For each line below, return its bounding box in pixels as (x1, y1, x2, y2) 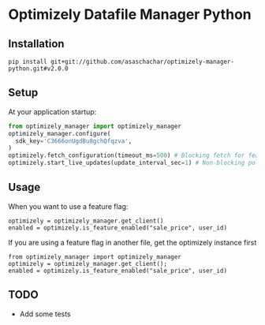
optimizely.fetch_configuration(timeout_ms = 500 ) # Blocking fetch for (8, 151, 245, 159)
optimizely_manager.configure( (8, 129, 111, 137)
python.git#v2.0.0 (8, 65, 69, 73)
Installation (8, 37, 65, 50)
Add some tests (19, 309, 71, 319)
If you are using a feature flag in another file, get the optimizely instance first (8, 237, 257, 247)
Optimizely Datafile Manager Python (8, 6, 252, 24)
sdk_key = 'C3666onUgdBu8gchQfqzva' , (15, 136, 132, 145)
